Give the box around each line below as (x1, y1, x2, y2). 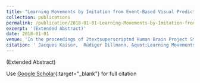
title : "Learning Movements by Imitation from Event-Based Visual (6, 8, 174, 15)
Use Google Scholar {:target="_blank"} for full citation (6, 70, 137, 77)
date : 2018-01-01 (6, 31, 49, 37)
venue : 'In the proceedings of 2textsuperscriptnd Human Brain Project (6, 36, 187, 42)
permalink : (6, 20, 33, 26)
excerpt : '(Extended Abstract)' (6, 25, 86, 32)
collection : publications (6, 14, 70, 20)
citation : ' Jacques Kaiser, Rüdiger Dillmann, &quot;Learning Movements (6, 42, 196, 48)
